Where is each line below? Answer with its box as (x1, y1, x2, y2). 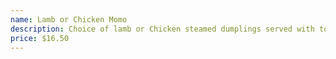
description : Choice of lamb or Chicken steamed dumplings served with (10, 24, 315, 34)
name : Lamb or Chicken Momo (10, 14, 128, 25)
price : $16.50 (10, 33, 70, 43)
